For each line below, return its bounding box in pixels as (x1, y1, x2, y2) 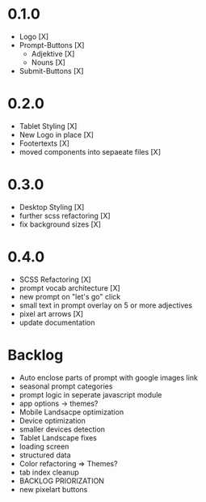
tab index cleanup (19, 467, 80, 477)
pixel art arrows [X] (19, 308, 84, 318)
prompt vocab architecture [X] (19, 283, 120, 292)
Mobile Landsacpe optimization (19, 406, 124, 417)
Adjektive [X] (31, 49, 75, 58)
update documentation (19, 317, 95, 327)
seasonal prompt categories (19, 381, 113, 391)
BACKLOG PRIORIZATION (19, 475, 104, 486)
